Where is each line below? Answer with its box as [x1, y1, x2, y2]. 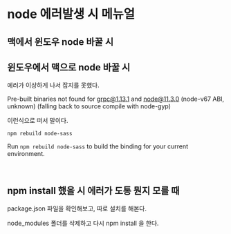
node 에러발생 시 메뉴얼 [7, 6, 135, 22]
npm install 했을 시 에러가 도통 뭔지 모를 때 [7, 184, 180, 197]
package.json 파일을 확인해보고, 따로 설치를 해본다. [7, 204, 147, 213]
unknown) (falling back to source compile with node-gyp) [7, 102, 172, 110]
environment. [7, 150, 45, 158]
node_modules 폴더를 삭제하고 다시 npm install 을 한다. [7, 219, 159, 228]
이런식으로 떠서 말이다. [7, 117, 68, 125]
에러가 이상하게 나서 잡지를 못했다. [7, 81, 100, 90]
